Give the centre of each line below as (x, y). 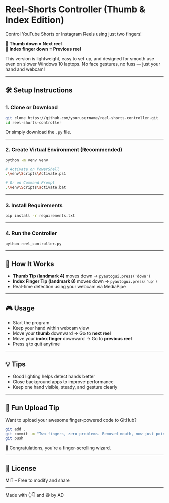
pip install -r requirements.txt (40, 216)
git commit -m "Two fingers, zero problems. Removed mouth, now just (80, 434)
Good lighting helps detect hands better (54, 376)
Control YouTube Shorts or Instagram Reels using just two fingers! (73, 34)
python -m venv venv (27, 160)
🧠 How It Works (30, 264)
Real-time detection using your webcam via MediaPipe (69, 287)
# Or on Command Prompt (30, 183)
